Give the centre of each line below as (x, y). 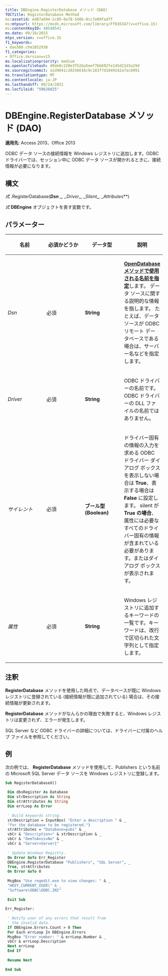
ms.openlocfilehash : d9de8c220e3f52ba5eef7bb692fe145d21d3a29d (72, 66)
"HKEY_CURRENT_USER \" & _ (34, 885)
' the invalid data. (29, 923)
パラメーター (25, 225)
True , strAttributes (29, 867)
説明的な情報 (144, 301)
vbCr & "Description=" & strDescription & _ (54, 834)
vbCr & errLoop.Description (36, 941)
